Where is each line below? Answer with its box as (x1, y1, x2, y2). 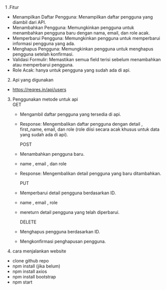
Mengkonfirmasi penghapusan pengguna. (19, 238, 106, 244)
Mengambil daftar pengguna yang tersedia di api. (19, 111, 121, 117)
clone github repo (12, 258, 49, 263)
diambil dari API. (12, 20, 46, 25)
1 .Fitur (5, 5, 19, 10)
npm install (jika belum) (12, 263, 61, 269)
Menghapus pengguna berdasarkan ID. (19, 229, 101, 234)
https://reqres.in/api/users (12, 87, 66, 92)
